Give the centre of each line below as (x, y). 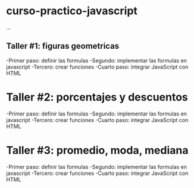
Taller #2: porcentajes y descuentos (97, 97)
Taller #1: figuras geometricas (63, 46)
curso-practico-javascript (72, 11)
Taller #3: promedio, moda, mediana (97, 150)
